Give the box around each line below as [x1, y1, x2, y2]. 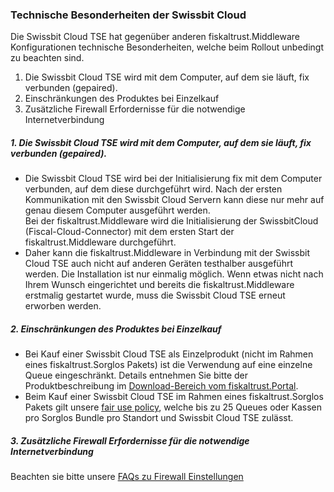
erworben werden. [24, 300, 102, 312]
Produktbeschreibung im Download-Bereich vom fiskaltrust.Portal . [24, 380, 299, 392]
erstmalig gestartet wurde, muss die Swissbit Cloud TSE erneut [24, 289, 286, 302]
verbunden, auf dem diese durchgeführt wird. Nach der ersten [24, 183, 283, 195]
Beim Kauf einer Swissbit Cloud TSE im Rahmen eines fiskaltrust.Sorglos [24, 391, 324, 403]
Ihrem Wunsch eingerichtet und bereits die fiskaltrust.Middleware [24, 279, 295, 291]
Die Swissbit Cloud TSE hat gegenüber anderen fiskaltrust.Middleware [10, 31, 301, 43]
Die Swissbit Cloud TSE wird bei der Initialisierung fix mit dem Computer [24, 173, 323, 185]
